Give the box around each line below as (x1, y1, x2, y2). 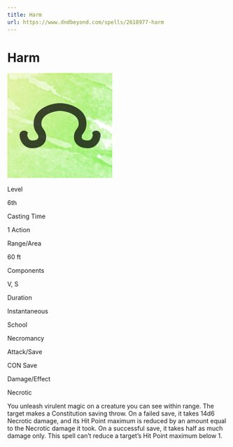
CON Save (7, 361, 37, 370)
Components (7, 267, 45, 275)
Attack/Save (7, 348, 43, 356)
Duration (7, 294, 33, 302)
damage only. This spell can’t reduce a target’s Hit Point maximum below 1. (7, 432, 223, 440)
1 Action (7, 226, 30, 234)
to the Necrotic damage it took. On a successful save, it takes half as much (7, 424, 223, 433)
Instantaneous (7, 307, 49, 315)
